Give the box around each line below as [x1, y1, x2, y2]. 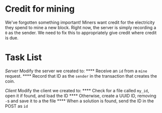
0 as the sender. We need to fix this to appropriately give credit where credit [5, 30, 157, 35]
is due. [5, 35, 18, 41]
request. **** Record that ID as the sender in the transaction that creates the [5, 73, 157, 79]
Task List [5, 52, 42, 63]
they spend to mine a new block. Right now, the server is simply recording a [5, 24, 157, 30]
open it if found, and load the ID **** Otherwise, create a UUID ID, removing [5, 93, 157, 98]
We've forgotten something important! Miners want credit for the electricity [5, 19, 155, 25]
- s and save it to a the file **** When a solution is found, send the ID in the [5, 98, 154, 104]
